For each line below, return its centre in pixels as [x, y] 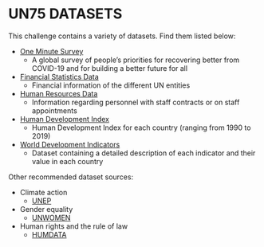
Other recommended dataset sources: [71, 177]
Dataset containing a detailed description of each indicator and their [144, 153]
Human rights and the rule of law [74, 226]
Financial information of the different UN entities [111, 85]
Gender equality [46, 209]
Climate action [43, 192]
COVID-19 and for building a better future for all [110, 68]
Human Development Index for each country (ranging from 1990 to [141, 127]
